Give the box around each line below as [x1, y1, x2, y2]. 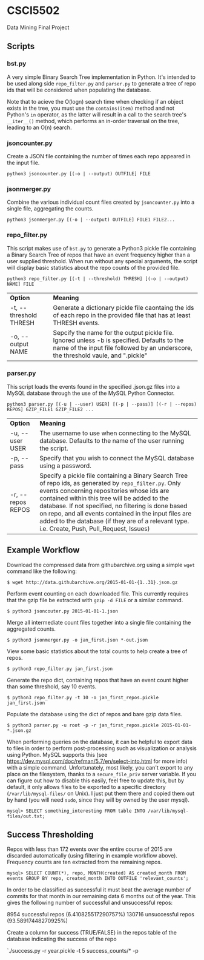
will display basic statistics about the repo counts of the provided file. [7, 264, 180, 271]
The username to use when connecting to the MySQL [39, 429, 191, 437]
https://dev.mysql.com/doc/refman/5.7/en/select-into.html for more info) [7, 757, 188, 765]
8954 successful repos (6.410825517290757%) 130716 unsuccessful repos [7, 911, 194, 918]
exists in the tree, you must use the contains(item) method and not [7, 104, 175, 112]
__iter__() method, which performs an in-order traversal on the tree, [7, 117, 180, 124]
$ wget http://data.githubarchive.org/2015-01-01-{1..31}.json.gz [7, 579, 178, 585]
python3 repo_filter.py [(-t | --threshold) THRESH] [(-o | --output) [7, 275, 189, 282]
